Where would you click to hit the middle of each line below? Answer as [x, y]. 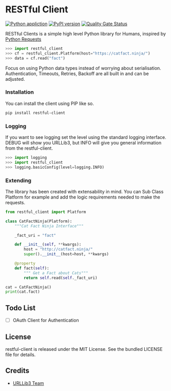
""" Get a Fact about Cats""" [56, 273]
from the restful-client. [29, 148]
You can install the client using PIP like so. [50, 103]
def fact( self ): [32, 268]
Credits [17, 371]
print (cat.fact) [23, 292]
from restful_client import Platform [46, 212]
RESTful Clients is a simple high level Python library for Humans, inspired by [85, 33]
